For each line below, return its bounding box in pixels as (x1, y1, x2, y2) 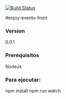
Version (5, 27, 25, 34)
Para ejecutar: (5, 76, 41, 83)
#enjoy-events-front (5, 15, 48, 20)
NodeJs (5, 63, 22, 69)
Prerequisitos (5, 52, 40, 59)
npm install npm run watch (5, 87, 61, 94)
